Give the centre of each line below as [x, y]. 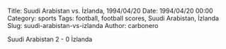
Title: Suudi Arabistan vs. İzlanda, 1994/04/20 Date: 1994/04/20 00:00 [111, 11]
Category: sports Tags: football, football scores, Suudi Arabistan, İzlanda [113, 18]
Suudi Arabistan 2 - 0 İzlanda [50, 39]
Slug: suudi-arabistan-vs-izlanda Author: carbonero [83, 26]
